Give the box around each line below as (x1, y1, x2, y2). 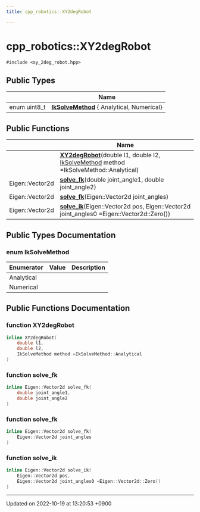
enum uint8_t (9, 103, 46, 111)
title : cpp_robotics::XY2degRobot (6, 8, 92, 15)
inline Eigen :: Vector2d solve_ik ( (6, 467, 92, 473)
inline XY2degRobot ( (6, 335, 58, 341)
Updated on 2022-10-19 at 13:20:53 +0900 (6, 500, 112, 507)
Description (71, 263, 105, 271)
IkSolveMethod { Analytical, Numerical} (51, 103, 162, 111)
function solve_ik (6, 454, 58, 462)
